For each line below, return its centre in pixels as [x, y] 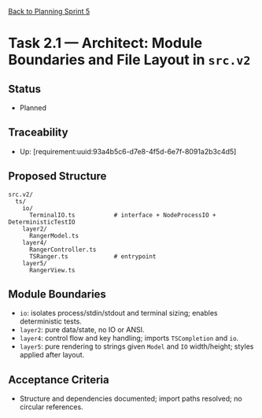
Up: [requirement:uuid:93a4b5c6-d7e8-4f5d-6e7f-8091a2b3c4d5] [128, 151]
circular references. [52, 407]
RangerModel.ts [54, 235]
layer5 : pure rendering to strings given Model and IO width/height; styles [137, 346]
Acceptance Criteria [59, 380]
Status [25, 89]
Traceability [38, 133]
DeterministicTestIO [42, 222]
